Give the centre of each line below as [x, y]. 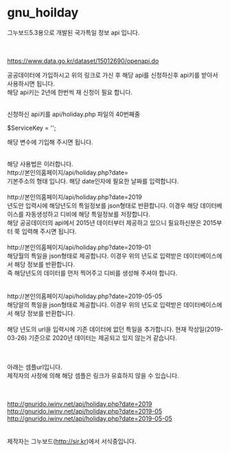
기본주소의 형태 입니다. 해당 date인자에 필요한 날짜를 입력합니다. [93, 181]
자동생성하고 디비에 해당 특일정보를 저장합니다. [88, 214]
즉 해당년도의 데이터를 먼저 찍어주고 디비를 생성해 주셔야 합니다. [92, 273]
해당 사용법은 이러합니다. [40, 163]
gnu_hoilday [43, 13]
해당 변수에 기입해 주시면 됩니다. [50, 142]
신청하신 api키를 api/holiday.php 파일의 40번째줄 [74, 114]
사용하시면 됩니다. [31, 83]
